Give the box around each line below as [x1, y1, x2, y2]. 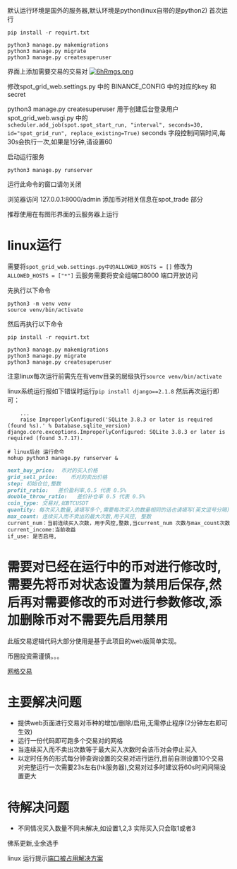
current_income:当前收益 [7, 526, 76, 533]
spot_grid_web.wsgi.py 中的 [7, 114, 88, 122]
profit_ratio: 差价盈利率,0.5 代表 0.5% [7, 487, 127, 494]
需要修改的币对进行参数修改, [44, 594, 209, 610]
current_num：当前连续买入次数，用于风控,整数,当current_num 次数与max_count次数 [7, 519, 231, 526]
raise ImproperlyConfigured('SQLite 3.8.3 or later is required [20, 416, 213, 423]
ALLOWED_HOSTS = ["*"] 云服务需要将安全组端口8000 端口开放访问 [7, 271, 198, 280]
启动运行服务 [7, 153, 44, 161]
